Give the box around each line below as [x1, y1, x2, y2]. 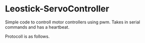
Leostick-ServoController [5, 3, 110, 14]
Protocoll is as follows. [5, 33, 50, 39]
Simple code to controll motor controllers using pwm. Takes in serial [5, 19, 140, 25]
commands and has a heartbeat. [5, 24, 70, 30]
